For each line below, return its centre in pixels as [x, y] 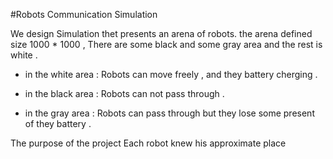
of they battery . [58, 123]
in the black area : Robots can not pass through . [124, 93]
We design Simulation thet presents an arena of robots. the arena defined [161, 33]
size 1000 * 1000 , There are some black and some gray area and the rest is [166, 44]
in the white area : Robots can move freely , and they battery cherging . [171, 74]
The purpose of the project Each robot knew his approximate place [148, 143]
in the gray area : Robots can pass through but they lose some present [169, 113]
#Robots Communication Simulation [84, 14]
